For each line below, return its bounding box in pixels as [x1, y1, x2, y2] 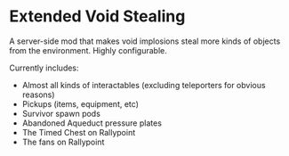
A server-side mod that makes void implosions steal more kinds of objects [9, 36, 281, 46]
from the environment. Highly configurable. [9, 45, 167, 55]
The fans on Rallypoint [21, 136, 105, 147]
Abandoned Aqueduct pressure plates [21, 118, 163, 128]
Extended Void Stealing [9, 6, 186, 27]
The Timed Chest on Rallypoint [21, 127, 136, 137]
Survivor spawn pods [21, 108, 100, 119]
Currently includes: [9, 62, 79, 73]
